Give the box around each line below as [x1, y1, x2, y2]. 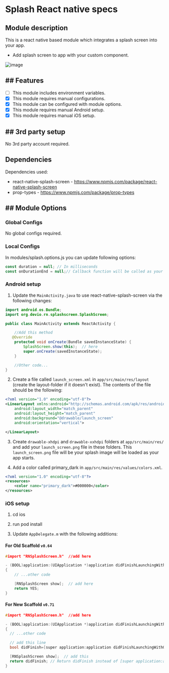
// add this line [10, 640, 46, 645]
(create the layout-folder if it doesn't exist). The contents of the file [12, 382, 151, 388]
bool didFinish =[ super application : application [10, 645, 112, 650]
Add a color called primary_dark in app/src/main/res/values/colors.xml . [12, 464, 162, 470]
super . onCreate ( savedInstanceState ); [23, 349, 102, 354]
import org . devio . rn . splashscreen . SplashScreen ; [5, 312, 109, 317]
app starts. [12, 454, 35, 460]
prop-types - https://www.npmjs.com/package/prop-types [12, 189, 135, 195]
